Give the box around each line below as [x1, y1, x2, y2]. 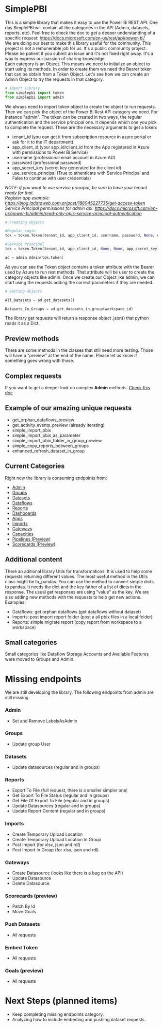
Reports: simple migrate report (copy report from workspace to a [12, 619, 142, 625]
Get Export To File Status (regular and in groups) [12, 793, 109, 798]
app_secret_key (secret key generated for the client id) [12, 164, 122, 171]
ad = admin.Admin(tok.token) [5, 255, 64, 260]
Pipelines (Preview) [12, 536, 51, 542]
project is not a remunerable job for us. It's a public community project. [5, 45, 147, 51]
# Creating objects [5, 220, 45, 225]
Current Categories [5, 462, 65, 470]
